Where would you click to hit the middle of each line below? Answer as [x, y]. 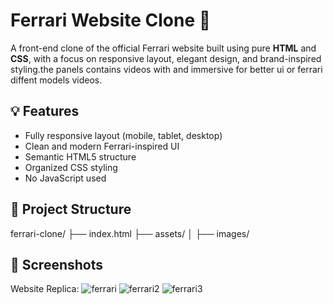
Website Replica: [45, 289]
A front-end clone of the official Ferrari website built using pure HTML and [163, 48]
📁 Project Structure [71, 209]
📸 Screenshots [57, 264]
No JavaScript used [65, 178]
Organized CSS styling [71, 167]
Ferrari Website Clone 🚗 [111, 20]
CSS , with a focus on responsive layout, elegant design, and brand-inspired [166, 58]
